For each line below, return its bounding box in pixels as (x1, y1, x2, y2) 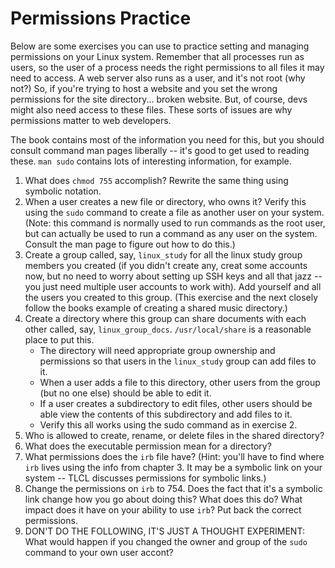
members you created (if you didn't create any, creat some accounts (24, 259, 308, 271)
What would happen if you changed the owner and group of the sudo (24, 535, 308, 547)
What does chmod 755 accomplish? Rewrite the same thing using (24, 174, 289, 186)
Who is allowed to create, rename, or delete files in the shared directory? (24, 429, 325, 441)
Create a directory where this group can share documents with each (24, 312, 307, 324)
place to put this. (24, 333, 95, 346)
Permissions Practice (10, 7, 192, 30)
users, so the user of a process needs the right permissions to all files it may (10, 61, 325, 73)
